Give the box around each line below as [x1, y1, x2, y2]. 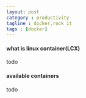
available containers [6, 72, 59, 80]
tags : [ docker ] [6, 26, 48, 32]
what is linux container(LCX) [6, 44, 81, 52]
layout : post [6, 9, 40, 15]
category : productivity [6, 15, 70, 21]
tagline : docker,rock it [6, 20, 72, 26]
